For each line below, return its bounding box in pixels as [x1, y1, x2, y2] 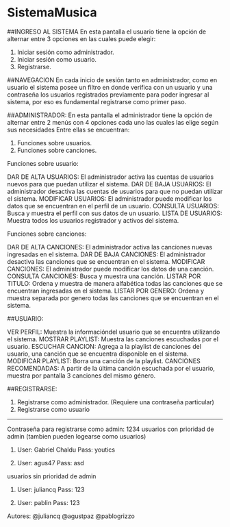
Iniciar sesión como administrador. [16, 48, 114, 56]
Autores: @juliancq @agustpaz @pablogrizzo [7, 512, 135, 520]
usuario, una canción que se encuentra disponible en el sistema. [7, 350, 189, 358]
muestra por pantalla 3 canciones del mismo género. [7, 371, 156, 380]
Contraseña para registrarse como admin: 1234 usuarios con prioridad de [7, 425, 214, 433]
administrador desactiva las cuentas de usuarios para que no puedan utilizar [7, 187, 223, 195]
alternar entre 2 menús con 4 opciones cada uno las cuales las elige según [7, 118, 219, 126]
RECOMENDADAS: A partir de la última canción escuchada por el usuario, [7, 364, 216, 372]
